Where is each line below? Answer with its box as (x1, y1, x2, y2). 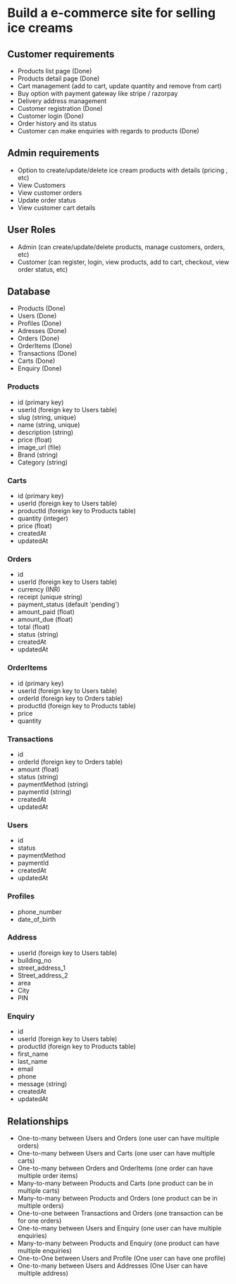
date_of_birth (17, 915, 56, 923)
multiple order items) (17, 1171, 79, 1180)
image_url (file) (17, 443, 61, 451)
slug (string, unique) (17, 413, 76, 421)
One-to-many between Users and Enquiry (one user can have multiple (17, 1223, 222, 1232)
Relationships (7, 1115, 69, 1127)
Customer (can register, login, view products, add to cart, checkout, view (17, 258, 230, 266)
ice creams (7, 20, 74, 36)
